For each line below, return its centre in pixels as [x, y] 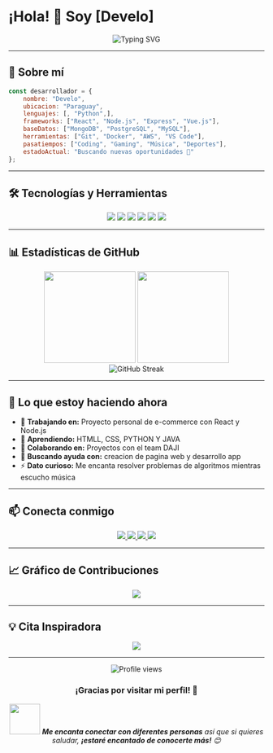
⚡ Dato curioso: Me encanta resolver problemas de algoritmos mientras [141, 465]
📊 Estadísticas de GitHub [74, 252]
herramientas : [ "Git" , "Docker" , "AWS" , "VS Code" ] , [114, 137]
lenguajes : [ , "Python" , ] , [69, 114]
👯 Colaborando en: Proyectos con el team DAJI [100, 448]
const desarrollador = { [50, 91]
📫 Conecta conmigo [62, 512]
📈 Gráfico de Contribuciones [84, 570]
